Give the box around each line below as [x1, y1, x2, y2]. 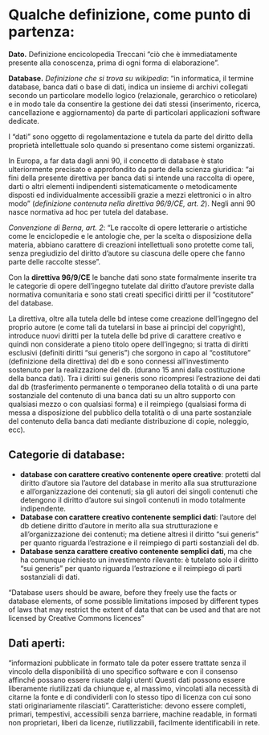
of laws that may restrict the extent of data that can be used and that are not [8, 605, 261, 614]
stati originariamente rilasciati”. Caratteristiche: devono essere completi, [8, 700, 247, 710]
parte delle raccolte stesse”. [8, 257, 101, 266]
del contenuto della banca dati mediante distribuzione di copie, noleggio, [8, 416, 250, 425]
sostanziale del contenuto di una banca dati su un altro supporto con [8, 390, 236, 400]
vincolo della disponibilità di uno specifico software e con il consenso [8, 666, 238, 676]
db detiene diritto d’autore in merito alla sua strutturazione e [19, 520, 218, 530]
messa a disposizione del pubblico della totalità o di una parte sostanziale [8, 408, 252, 417]
